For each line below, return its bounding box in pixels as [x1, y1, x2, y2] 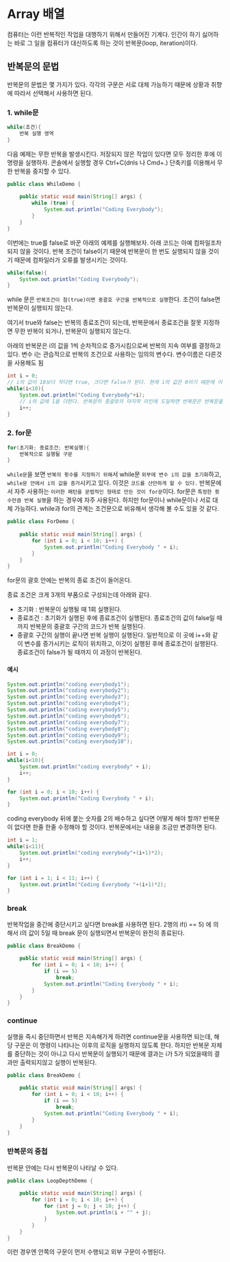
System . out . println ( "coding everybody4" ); [7, 700, 130, 707]
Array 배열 [7, 6, 65, 22]
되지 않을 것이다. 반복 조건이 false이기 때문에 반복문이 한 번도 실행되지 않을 [7, 247, 207, 255]
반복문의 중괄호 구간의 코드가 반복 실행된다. [29, 622, 145, 631]
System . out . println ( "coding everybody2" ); [7, 687, 130, 694]
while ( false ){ [7, 269, 48, 276]
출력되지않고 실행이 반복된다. [19, 1058, 97, 1067]
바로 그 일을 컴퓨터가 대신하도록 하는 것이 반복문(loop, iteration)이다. [14, 38, 199, 47]
